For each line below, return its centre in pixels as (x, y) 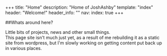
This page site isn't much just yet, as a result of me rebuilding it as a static (82, 38)
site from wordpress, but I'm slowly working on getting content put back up (84, 43)
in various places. (24, 48)
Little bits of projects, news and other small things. (58, 32)
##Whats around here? (29, 22)
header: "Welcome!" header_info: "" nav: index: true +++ (65, 13)
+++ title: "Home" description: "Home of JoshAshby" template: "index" (79, 7)
